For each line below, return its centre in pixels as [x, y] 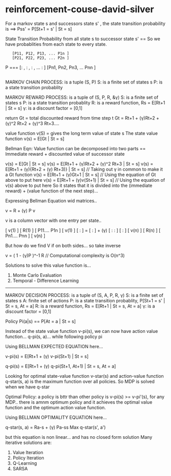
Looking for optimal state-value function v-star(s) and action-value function [84, 376]
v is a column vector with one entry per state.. [53, 220]
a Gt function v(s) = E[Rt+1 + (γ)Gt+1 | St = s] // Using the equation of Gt [81, 175]
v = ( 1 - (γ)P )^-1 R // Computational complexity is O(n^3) [65, 256]
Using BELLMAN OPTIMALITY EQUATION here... [56, 417]
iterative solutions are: [28, 443]
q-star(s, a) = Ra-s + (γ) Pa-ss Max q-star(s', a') [55, 427]
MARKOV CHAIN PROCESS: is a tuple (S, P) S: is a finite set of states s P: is [84, 82]
